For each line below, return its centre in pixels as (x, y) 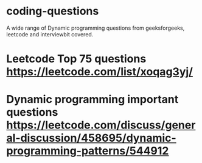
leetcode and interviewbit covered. (50, 34)
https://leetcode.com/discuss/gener (101, 125)
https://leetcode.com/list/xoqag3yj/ (100, 72)
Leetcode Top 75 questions (76, 59)
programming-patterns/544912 (88, 151)
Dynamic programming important (92, 100)
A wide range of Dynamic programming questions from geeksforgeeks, (96, 28)
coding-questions (53, 11)
